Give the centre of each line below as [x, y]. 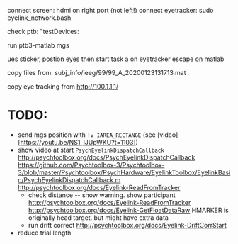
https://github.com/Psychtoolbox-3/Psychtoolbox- [91, 165]
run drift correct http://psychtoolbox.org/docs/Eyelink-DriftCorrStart [127, 225]
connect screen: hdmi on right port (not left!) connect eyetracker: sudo [110, 10]
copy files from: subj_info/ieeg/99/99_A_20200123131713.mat [97, 73]
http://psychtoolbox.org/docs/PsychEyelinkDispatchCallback [106, 157]
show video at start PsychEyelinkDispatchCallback [91, 150]
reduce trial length [44, 233]
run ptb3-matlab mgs [38, 45]
